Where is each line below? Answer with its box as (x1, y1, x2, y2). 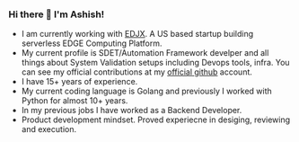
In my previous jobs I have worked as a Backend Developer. (21, 105, 242, 116)
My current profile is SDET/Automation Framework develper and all (21, 48, 269, 58)
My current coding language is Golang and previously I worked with (21, 85, 273, 97)
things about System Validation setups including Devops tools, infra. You (21, 58, 290, 68)
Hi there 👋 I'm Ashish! (8, 8, 105, 21)
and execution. (21, 124, 77, 135)
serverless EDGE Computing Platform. (21, 38, 163, 49)
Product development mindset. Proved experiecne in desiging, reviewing (21, 114, 291, 125)
